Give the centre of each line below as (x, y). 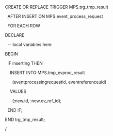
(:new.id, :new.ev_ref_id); (37, 101)
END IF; (15, 110)
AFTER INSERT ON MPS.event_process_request (55, 16)
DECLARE (15, 35)
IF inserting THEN (25, 63)
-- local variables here (29, 45)
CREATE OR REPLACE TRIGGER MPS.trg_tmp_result (56, 7)
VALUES (18, 91)
